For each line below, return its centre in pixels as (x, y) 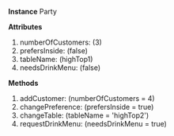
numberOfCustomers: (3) (61, 42)
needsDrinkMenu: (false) (60, 68)
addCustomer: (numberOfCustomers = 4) (87, 98)
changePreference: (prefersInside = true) (87, 107)
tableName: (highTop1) (56, 59)
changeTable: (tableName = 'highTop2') (84, 115)
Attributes (25, 27)
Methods (23, 83)
